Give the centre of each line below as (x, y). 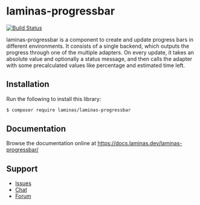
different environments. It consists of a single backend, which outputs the (98, 46)
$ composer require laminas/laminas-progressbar (69, 110)
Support (22, 168)
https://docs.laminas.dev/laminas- (140, 143)
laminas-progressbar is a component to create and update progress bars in (100, 39)
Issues (23, 183)
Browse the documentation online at (51, 143)
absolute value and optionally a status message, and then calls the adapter (99, 59)
